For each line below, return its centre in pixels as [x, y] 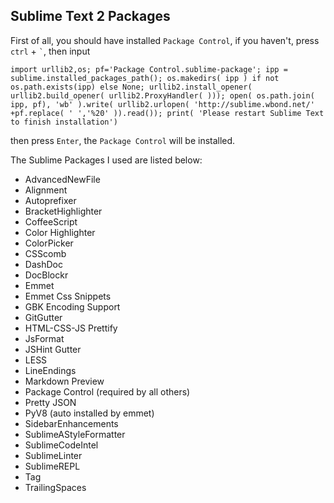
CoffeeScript [51, 221]
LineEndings [50, 370]
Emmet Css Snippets [68, 296]
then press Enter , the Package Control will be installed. [123, 140]
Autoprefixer [50, 200]
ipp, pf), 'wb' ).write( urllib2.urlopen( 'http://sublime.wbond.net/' [162, 104]
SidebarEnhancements [71, 423]
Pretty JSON [50, 402]
